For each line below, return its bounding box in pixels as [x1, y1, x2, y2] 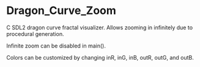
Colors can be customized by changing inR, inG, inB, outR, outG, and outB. [6, 54, 194, 61]
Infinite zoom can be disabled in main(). [6, 42, 106, 49]
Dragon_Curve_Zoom [6, 4, 116, 18]
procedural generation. [6, 30, 64, 37]
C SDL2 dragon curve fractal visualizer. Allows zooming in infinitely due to [6, 24, 193, 31]
